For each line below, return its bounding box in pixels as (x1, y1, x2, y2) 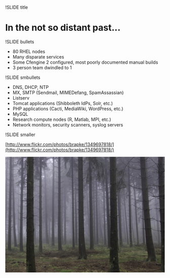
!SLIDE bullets (5, 38, 34, 44)
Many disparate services (12, 54, 64, 60)
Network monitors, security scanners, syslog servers (12, 121, 123, 128)
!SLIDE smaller (5, 131, 35, 137)
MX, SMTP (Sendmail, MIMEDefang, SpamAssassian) (12, 89, 124, 96)
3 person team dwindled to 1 (12, 64, 72, 70)
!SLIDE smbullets (5, 74, 40, 80)
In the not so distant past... (5, 22, 121, 33)
